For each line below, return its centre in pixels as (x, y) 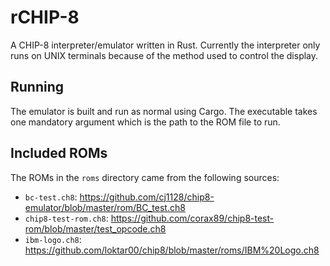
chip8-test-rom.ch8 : (66, 218)
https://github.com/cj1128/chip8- (147, 197)
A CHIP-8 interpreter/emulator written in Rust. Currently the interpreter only (165, 45)
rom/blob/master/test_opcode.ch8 (95, 228)
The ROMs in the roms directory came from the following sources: (145, 177)
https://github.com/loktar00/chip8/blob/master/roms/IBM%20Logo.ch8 (172, 250)
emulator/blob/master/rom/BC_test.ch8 (105, 207)
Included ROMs (59, 153)
